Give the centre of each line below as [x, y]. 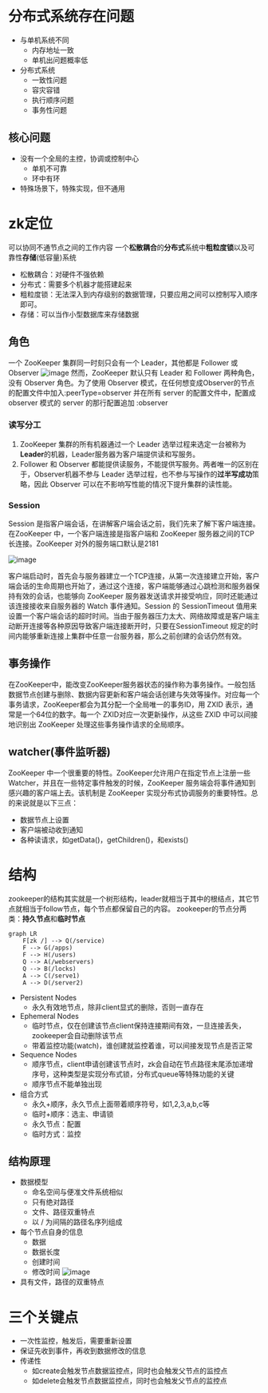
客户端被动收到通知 [51, 830]
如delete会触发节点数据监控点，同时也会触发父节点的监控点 [129, 1381]
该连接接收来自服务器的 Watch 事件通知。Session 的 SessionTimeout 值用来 [133, 606]
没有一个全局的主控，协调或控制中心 [79, 158]
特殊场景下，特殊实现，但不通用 [72, 188]
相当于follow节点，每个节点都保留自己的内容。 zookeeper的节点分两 [134, 909]
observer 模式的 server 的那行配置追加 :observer [88, 402]
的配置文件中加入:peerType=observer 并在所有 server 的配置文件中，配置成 [132, 392]
